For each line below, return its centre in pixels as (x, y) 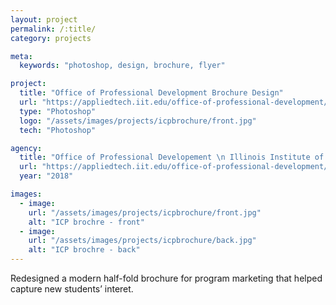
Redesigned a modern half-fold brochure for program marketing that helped (166, 278)
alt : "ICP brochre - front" (86, 222)
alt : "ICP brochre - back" (84, 250)
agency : (26, 148)
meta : (21, 56)
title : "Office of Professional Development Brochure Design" (151, 93)
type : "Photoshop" (58, 111)
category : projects (51, 38)
